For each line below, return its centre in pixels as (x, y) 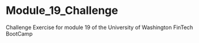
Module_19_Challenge (62, 11)
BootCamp (19, 33)
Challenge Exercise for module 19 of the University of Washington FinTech (99, 27)
